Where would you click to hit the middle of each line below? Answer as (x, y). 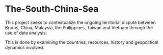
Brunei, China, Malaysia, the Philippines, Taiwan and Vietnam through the (79, 27)
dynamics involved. (25, 47)
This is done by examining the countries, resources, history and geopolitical (82, 42)
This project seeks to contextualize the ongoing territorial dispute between (81, 22)
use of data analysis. (26, 33)
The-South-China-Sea (52, 9)
